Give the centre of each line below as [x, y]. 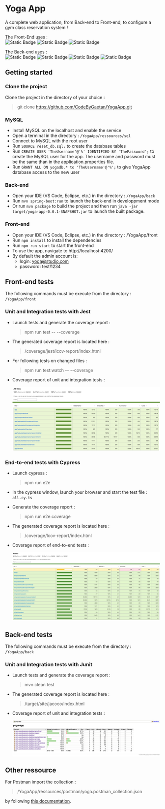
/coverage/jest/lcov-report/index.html [62, 351]
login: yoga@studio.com [44, 261]
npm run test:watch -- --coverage [59, 370]
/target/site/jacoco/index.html [55, 704]
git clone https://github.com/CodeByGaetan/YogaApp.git [74, 107]
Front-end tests [29, 282]
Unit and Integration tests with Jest [48, 312]
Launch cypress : [30, 473]
